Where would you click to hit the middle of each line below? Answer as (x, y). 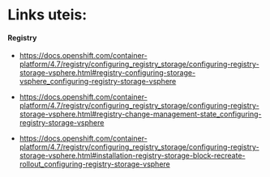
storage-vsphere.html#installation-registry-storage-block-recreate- (132, 156)
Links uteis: (47, 15)
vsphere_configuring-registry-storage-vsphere (98, 82)
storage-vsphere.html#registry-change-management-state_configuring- (140, 114)
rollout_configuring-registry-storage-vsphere (95, 164)
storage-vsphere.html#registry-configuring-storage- (107, 73)
